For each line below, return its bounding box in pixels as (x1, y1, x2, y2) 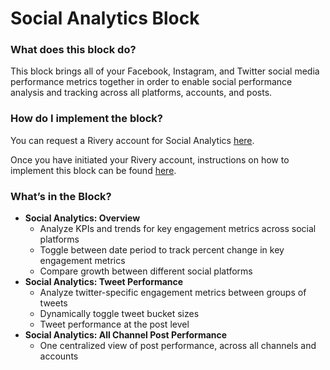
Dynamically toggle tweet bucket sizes (39, 308, 200, 320)
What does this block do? (10, 43, 137, 57)
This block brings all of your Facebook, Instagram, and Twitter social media (10, 65, 320, 77)
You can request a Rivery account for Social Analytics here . (10, 134, 255, 146)
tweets (39, 297, 68, 309)
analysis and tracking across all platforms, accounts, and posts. (10, 87, 273, 99)
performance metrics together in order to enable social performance (10, 76, 293, 88)
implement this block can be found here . (10, 164, 177, 176)
